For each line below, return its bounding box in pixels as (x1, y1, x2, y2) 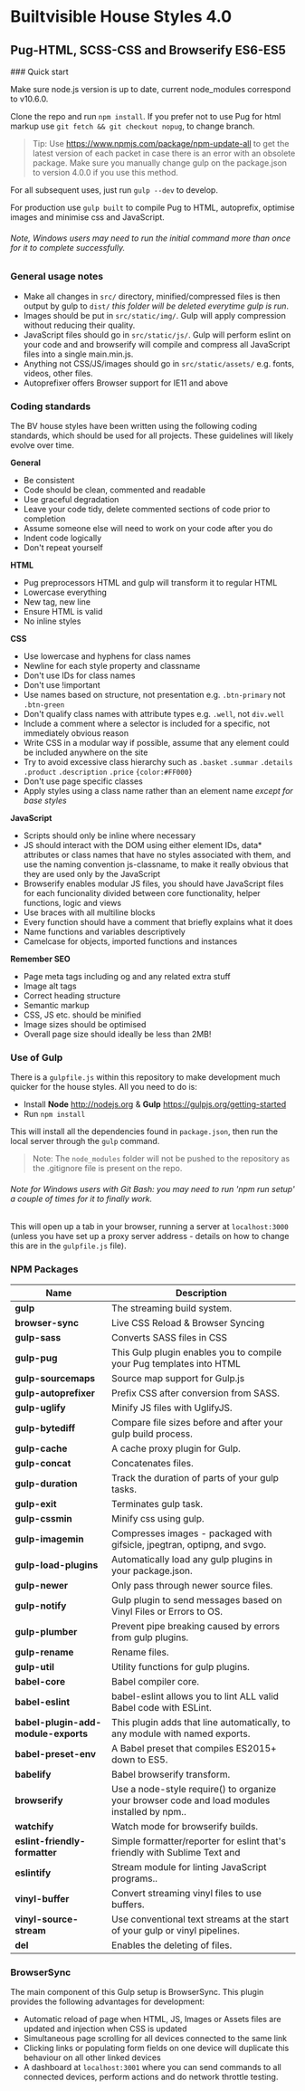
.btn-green (23, 700, 65, 710)
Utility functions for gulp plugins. (110, 1660, 250, 1673)
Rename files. (110, 1646, 170, 1658)
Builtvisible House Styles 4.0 (10, 6, 233, 27)
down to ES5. (110, 1753, 168, 1766)
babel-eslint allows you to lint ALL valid (110, 1690, 280, 1703)
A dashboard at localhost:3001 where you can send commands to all (23, 2061, 281, 2072)
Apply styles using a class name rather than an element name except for (23, 785, 293, 796)
